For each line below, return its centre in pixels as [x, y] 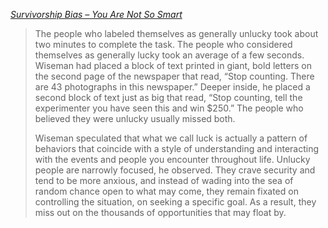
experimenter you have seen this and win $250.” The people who [169, 108]
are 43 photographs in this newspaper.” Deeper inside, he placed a [172, 87]
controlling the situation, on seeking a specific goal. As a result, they [175, 202]
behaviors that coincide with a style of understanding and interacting [177, 148]
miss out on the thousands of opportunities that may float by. [160, 212]
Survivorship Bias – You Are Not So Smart [96, 14]
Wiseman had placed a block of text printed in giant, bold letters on [173, 65]
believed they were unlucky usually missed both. [135, 118]
